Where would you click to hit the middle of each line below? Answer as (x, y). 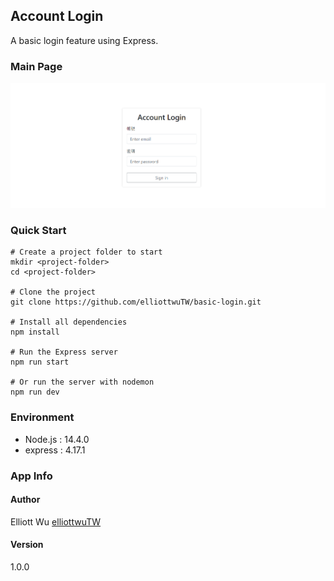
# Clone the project (53, 292)
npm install (35, 332)
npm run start (40, 362)
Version (27, 545)
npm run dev (35, 392)
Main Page (36, 66)
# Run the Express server (64, 352)
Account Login (57, 16)
